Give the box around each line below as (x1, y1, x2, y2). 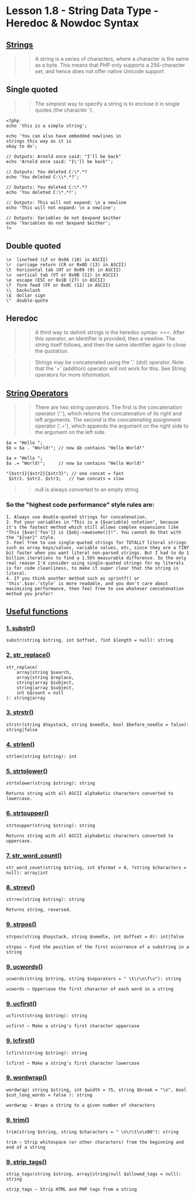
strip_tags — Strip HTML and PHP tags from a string (6, 1186, 137, 1193)
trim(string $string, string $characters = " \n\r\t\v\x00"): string (6, 1129, 179, 1135)
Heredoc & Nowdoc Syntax (6, 16, 139, 30)
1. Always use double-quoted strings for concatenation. (6, 514, 148, 520)
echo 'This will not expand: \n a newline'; (6, 205, 116, 211)
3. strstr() (6, 708, 34, 717)
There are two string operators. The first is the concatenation (34, 404, 182, 411)
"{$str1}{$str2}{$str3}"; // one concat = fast (6, 471, 124, 477)
